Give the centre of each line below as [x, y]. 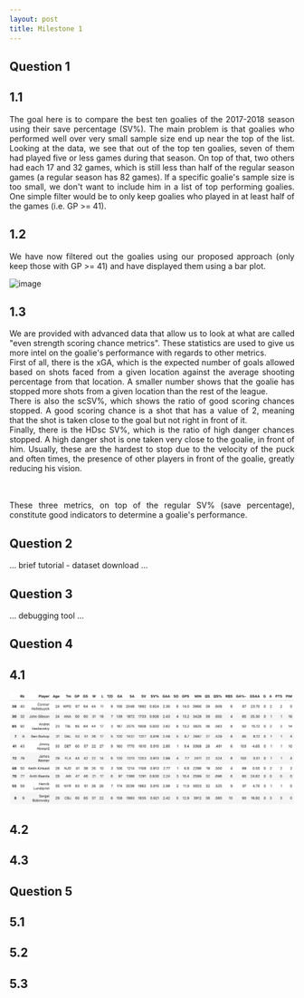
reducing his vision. [46, 469]
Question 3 [41, 594]
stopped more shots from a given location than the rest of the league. [139, 392]
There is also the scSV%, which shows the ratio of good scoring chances [152, 401]
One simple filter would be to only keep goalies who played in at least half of [152, 196]
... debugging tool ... [47, 615]
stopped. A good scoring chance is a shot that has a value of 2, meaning [152, 411]
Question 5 [41, 891]
